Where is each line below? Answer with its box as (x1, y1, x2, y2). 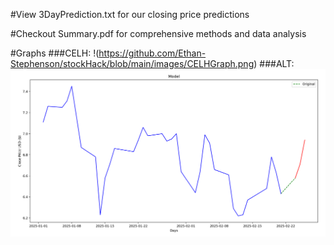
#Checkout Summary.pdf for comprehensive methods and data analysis (10, 28, 307, 39)
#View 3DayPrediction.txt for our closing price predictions (10, 9, 250, 20)
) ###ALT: (253, 58, 295, 69)
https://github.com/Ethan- (98, 47, 207, 59)
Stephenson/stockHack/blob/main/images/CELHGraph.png (10, 58, 255, 69)
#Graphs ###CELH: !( (10, 47, 100, 59)
